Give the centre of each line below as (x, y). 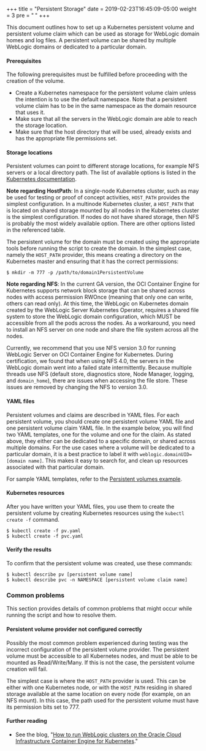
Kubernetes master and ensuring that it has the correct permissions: (93, 261)
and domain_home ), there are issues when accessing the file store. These (97, 381)
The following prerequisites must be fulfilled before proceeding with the (97, 74)
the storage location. (41, 126)
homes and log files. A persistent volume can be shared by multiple (91, 40)
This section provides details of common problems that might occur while (99, 609)
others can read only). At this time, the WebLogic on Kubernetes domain (97, 303)
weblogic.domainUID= (166, 454)
